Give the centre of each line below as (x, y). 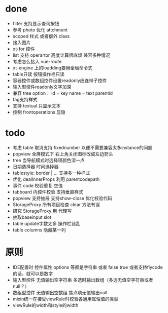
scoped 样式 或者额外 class (41, 36)
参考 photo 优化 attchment (40, 30)
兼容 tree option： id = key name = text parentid (63, 93)
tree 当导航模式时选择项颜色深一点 (48, 160)
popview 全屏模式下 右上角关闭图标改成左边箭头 (63, 154)
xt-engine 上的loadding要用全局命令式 (53, 68)
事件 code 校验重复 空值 (38, 185)
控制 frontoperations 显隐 (39, 112)
